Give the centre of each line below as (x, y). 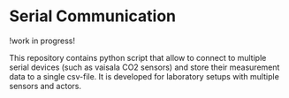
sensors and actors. (46, 86)
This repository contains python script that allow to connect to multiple (138, 57)
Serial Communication (93, 16)
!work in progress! (42, 41)
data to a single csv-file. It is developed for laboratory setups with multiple (144, 76)
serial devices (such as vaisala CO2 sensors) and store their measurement (144, 67)
